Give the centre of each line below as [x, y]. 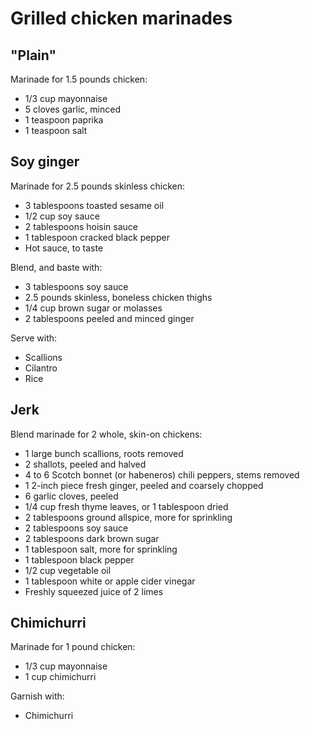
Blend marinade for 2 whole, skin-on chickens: [106, 434]
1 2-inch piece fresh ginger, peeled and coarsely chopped [144, 485]
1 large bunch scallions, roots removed [104, 453]
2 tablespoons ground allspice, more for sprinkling [128, 517]
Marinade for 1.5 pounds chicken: [79, 79]
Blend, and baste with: [56, 267]
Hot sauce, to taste [64, 248]
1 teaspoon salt [56, 130]
